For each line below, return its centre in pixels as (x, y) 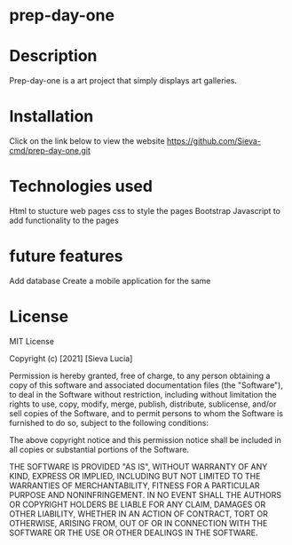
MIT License (32, 341)
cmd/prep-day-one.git (50, 151)
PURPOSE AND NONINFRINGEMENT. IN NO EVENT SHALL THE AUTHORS (146, 494)
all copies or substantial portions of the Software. (99, 449)
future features (66, 256)
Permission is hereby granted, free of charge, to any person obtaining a (140, 375)
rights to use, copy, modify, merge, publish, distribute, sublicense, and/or (143, 404)
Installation (51, 117)
